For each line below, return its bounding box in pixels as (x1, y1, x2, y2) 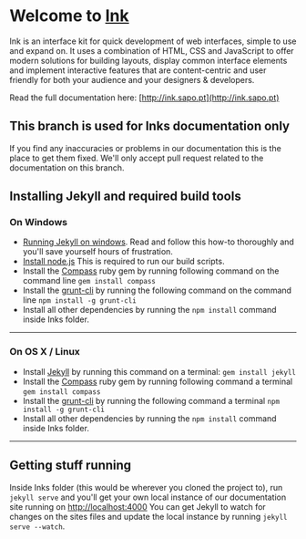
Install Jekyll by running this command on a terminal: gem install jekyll (22, 366, 296, 377)
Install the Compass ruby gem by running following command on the (22, 265, 280, 276)
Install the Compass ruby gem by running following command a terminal (22, 376, 293, 387)
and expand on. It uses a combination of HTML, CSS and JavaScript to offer (9, 45, 294, 56)
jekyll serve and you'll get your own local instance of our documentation (9, 492, 287, 503)
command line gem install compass (22, 275, 157, 286)
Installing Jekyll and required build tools (9, 189, 241, 204)
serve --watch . (9, 521, 66, 532)
